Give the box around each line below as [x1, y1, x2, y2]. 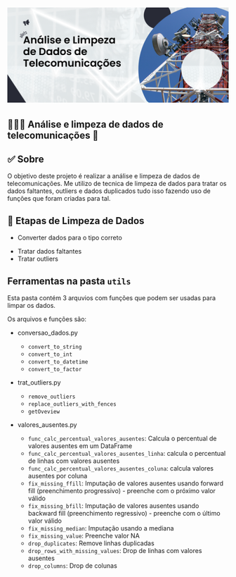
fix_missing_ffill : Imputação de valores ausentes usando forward [27, 479, 223, 488]
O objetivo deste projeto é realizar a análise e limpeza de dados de [7, 172, 200, 180]
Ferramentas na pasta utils [7, 275, 131, 287]
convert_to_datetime [27, 359, 88, 366]
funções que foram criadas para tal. [7, 194, 111, 203]
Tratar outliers [17, 254, 58, 263]
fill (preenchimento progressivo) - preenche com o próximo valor [27, 487, 216, 495]
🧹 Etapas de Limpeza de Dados [7, 215, 145, 227]
